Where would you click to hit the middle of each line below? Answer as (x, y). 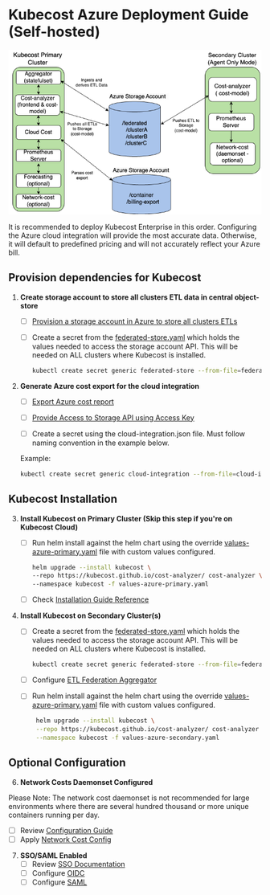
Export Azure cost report (73, 401)
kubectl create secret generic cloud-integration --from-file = (128, 474)
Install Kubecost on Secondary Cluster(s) (90, 615)
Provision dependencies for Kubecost (105, 278)
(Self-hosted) (54, 32)
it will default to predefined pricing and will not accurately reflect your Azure (135, 243)
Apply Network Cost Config (65, 839)
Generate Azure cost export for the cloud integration (109, 386)
